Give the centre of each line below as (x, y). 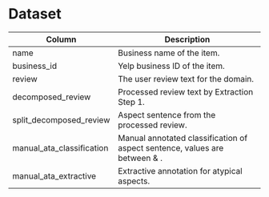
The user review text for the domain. (186, 78)
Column (61, 39)
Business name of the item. (169, 53)
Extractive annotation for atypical (180, 171)
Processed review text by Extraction (185, 91)
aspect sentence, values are (171, 147)
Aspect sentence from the (167, 115)
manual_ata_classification (60, 147)
